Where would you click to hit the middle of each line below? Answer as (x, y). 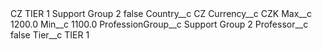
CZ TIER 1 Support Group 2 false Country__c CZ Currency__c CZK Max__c (161, 13)
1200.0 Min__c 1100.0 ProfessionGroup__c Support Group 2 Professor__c (159, 24)
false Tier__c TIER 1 (50, 35)
